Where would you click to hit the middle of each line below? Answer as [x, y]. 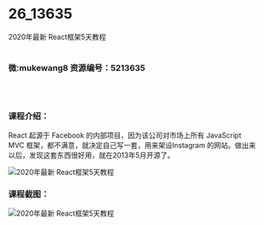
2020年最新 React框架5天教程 [57, 37]
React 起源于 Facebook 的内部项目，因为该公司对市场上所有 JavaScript [125, 135]
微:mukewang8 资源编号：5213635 [77, 68]
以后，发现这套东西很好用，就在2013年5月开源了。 [91, 155]
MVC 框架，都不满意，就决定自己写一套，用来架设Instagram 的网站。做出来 [132, 145]
